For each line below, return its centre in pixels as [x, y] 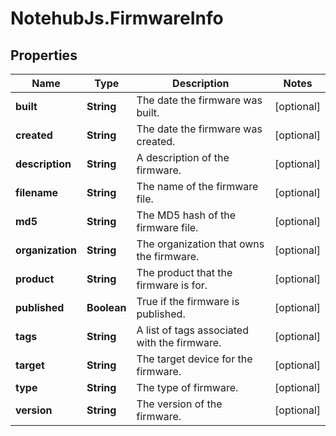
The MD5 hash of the [186, 215]
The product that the [184, 272]
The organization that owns [200, 244]
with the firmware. [179, 342]
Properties [44, 55]
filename [37, 192]
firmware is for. [172, 285]
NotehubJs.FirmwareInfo [117, 18]
